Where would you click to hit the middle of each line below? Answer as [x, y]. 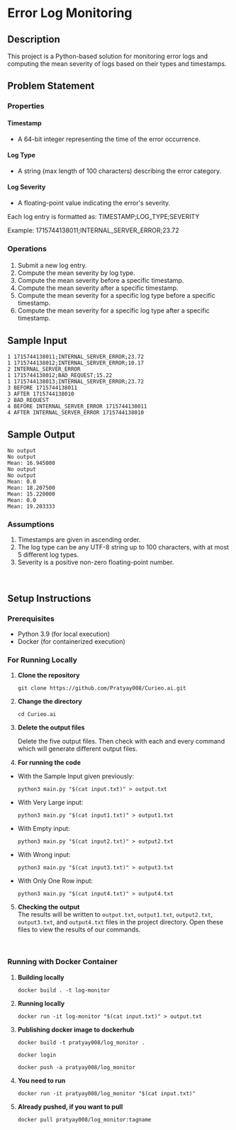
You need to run [41, 1080]
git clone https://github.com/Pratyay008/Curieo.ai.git [102, 688]
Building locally [41, 977]
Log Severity [27, 187]
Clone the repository [49, 676]
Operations [27, 248]
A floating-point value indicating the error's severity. [94, 203]
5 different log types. [48, 555]
